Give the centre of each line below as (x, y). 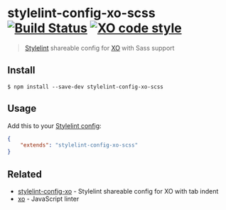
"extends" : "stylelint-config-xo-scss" (79, 145)
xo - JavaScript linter (48, 199)
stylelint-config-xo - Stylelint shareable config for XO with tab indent (118, 191)
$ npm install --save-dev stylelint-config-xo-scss (85, 87)
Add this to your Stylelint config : (54, 125)
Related (25, 174)
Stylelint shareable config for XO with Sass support (99, 48)
